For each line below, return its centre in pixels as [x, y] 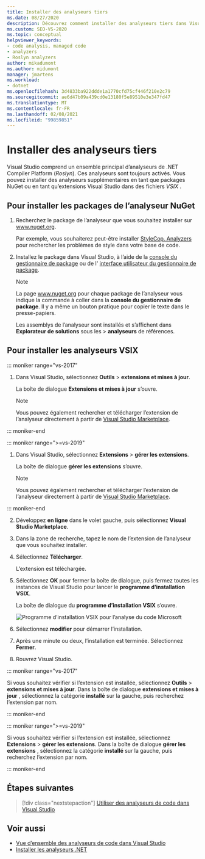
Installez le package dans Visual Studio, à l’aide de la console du [96, 257]
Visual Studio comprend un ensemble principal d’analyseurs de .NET [93, 167]
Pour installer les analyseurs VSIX [73, 351]
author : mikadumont [32, 63]
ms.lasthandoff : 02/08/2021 [43, 114]
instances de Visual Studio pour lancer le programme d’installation [100, 587]
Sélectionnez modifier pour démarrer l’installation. [79, 629]
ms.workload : [23, 80]
